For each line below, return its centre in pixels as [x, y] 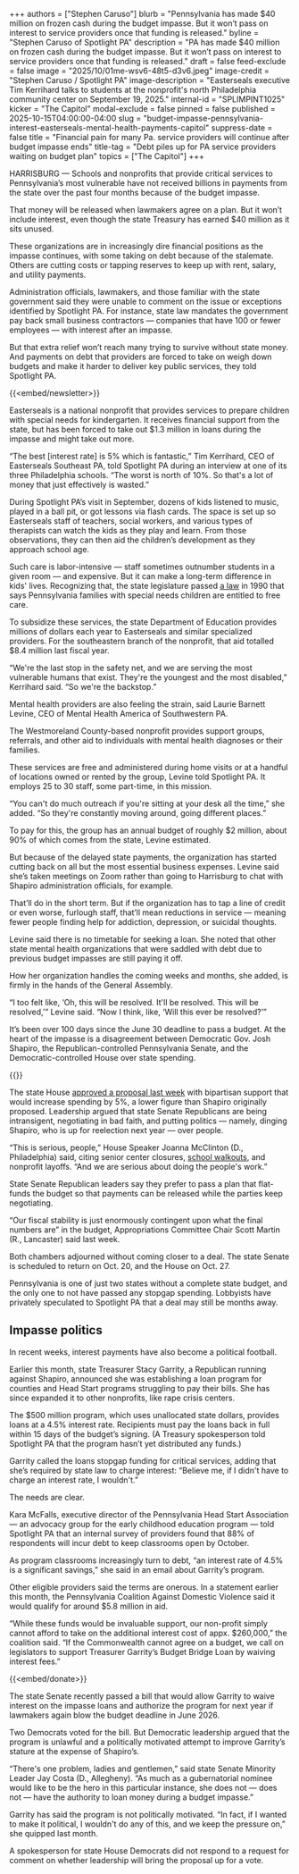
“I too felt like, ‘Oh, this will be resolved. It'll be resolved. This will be [134, 1002]
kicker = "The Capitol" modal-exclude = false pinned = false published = [142, 109]
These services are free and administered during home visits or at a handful [149, 767]
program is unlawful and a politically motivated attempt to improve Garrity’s [147, 1742]
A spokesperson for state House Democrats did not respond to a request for [149, 1851]
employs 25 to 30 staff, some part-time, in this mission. [111, 786]
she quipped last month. [54, 1833]
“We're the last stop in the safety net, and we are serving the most [131, 668]
